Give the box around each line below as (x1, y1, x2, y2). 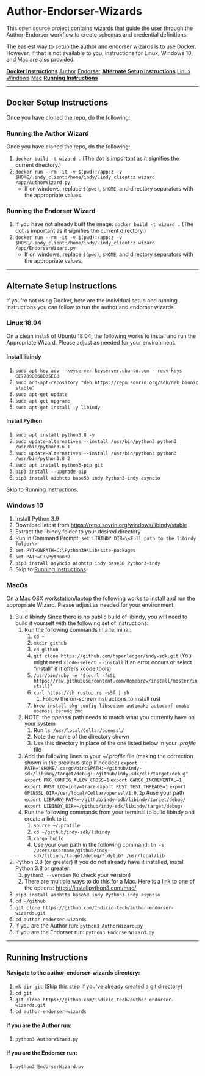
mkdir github (33, 640, 67, 646)
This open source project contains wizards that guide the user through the (6, 24, 193, 32)
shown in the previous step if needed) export (24, 759, 138, 766)
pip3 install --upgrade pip (15, 469, 87, 475)
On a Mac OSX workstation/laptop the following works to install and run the (6, 595, 195, 602)
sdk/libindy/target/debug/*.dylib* (33, 853, 124, 859)
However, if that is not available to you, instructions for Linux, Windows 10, (6, 49, 193, 56)
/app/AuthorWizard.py (15, 180, 70, 186)
